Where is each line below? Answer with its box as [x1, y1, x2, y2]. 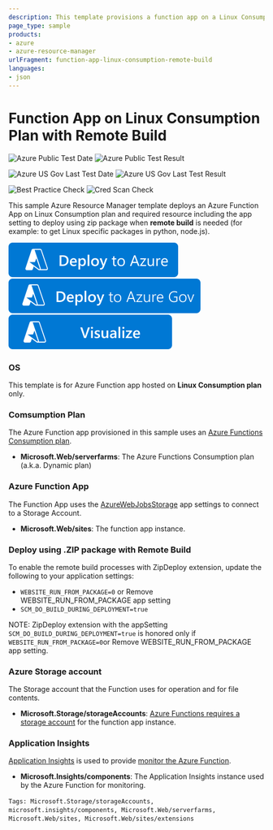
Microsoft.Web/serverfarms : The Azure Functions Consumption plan [19, 452, 254, 462]
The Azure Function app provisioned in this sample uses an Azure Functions [8, 427, 263, 438]
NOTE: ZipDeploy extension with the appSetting [8, 620, 168, 629]
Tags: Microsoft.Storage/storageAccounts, [8, 798, 154, 806]
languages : [8, 65, 45, 73]
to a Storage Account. [8, 508, 82, 517]
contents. [8, 693, 41, 702]
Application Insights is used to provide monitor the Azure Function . [8, 756, 232, 766]
